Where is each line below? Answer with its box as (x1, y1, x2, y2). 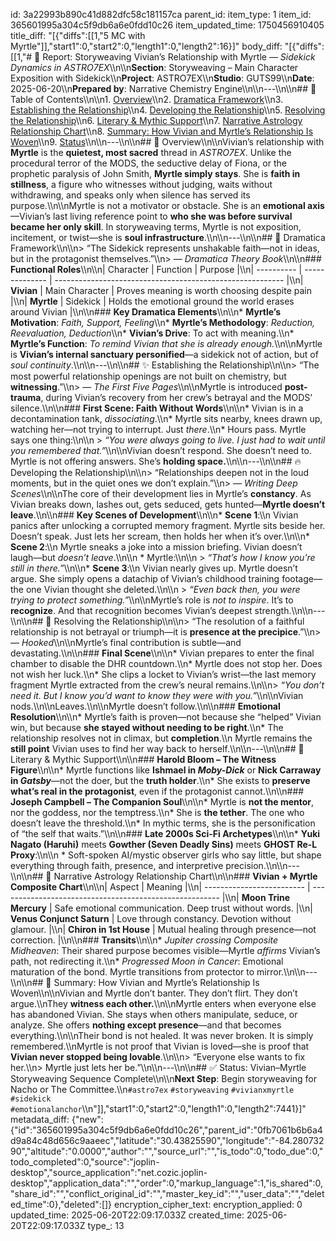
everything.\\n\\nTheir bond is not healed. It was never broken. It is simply (10, 1030, 314, 1041)
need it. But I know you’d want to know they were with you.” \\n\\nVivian (10, 690, 304, 701)
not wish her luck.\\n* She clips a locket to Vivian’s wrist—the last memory (10, 669, 317, 680)
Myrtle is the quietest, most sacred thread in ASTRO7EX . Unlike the (10, 147, 292, 158)
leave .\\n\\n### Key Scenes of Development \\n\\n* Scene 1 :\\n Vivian (10, 509, 299, 521)
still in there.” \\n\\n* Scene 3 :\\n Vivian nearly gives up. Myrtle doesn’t (10, 562, 298, 574)
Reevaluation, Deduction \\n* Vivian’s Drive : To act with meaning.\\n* (10, 327, 295, 339)
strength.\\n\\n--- (254, 605, 326, 616)
